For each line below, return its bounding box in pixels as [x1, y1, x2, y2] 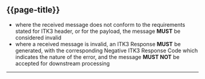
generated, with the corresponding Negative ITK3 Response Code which [15, 47, 198, 54]
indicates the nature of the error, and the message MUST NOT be [15, 53, 180, 60]
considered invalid [15, 33, 62, 41]
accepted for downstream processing [15, 60, 110, 67]
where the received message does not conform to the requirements [15, 21, 185, 28]
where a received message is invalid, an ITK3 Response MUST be [15, 40, 181, 47]
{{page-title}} [6, 5, 60, 15]
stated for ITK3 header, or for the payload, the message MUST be [15, 27, 181, 35]
